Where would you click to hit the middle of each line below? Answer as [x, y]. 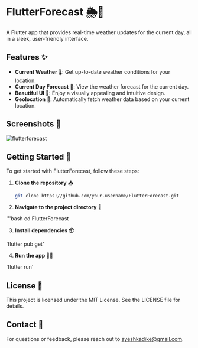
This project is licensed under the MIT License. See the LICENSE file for [93, 300]
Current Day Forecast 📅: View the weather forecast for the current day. [102, 86]
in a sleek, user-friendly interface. [47, 38]
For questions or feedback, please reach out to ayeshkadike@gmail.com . [95, 339]
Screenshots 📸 [34, 124]
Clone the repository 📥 [44, 183]
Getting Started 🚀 [39, 157]
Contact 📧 [25, 325]
